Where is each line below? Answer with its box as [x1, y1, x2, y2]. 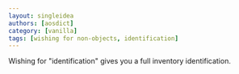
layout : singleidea [8, 11, 74, 20]
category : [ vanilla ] [8, 27, 78, 35]
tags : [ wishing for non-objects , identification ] [8, 34, 179, 43]
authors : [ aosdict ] [8, 19, 74, 27]
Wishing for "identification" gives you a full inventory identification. [8, 56, 232, 66]
